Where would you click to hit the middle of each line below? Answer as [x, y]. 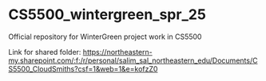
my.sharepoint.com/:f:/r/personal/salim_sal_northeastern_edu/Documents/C [133, 60]
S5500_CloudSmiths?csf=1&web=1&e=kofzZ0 [83, 68]
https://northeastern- [118, 52]
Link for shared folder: [45, 52]
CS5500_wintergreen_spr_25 [107, 15]
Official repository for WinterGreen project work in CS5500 [105, 37]
